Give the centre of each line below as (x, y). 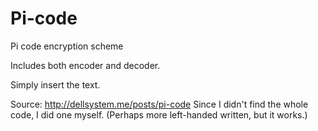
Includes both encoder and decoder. (85, 65)
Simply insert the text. (55, 84)
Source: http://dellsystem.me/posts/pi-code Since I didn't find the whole (159, 104)
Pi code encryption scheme (67, 46)
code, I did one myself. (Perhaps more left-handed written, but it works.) (159, 114)
